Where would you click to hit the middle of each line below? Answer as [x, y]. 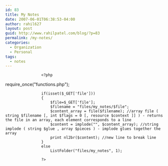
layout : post [19, 29]
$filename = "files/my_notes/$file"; [90, 107]
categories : [18, 43]
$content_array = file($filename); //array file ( [104, 111]
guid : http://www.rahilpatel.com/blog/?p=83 [53, 33]
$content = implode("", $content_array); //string [104, 124]
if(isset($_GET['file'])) [68, 94]
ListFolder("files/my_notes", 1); [86, 151]
